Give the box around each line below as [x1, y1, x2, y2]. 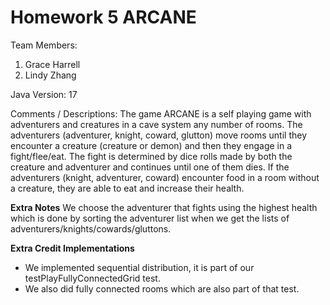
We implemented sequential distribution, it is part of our [24, 261, 255, 273]
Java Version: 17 [10, 88, 78, 100]
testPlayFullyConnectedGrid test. [24, 272, 161, 284]
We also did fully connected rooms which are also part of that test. [24, 282, 300, 295]
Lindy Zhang [24, 69, 77, 81]
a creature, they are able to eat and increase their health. [10, 182, 245, 194]
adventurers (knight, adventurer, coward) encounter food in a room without [10, 171, 320, 183]
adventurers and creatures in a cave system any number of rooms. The [10, 118, 303, 130]
